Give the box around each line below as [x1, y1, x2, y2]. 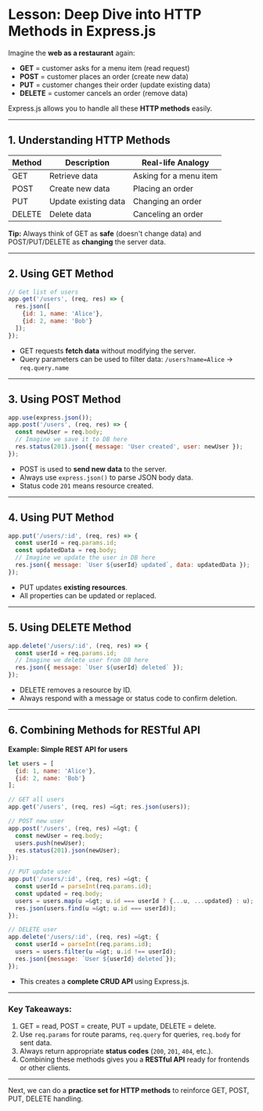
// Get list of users [8, 288, 79, 296]
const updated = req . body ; [15, 890, 103, 897]
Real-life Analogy [141, 157, 210, 168]
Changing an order [132, 196, 202, 206]
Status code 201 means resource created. [19, 481, 154, 490]
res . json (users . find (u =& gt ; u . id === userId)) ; [15, 905, 177, 912]
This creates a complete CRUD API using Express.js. [19, 976, 189, 986]
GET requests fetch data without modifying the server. [19, 345, 196, 355]
